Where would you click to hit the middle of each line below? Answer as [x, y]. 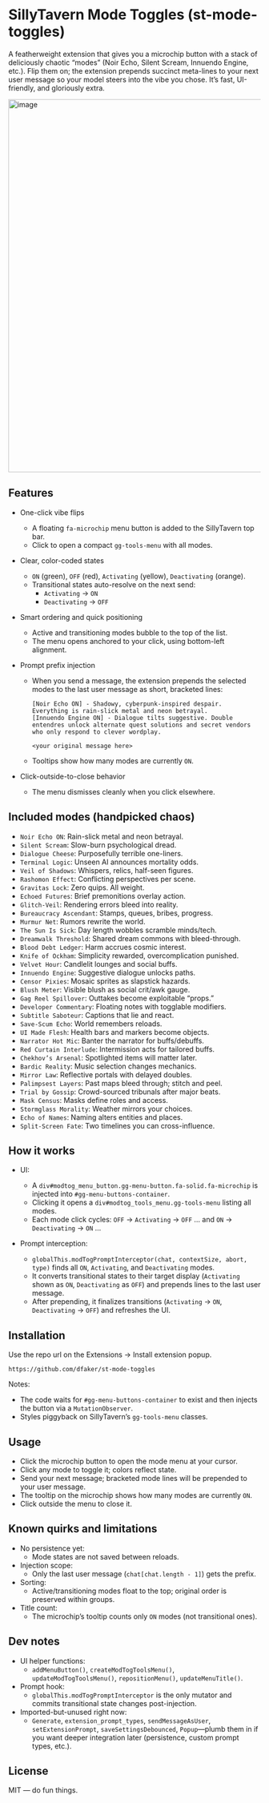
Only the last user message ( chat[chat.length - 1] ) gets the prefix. [144, 1574]
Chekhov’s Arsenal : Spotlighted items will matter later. [108, 1057]
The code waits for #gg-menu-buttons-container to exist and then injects [139, 1400]
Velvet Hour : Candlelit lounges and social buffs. [98, 964]
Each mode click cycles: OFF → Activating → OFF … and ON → [132, 1220]
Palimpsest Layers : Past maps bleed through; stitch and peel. [121, 1083]
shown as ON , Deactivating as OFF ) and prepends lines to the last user [147, 1285]
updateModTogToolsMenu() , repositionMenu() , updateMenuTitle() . [137, 1678]
